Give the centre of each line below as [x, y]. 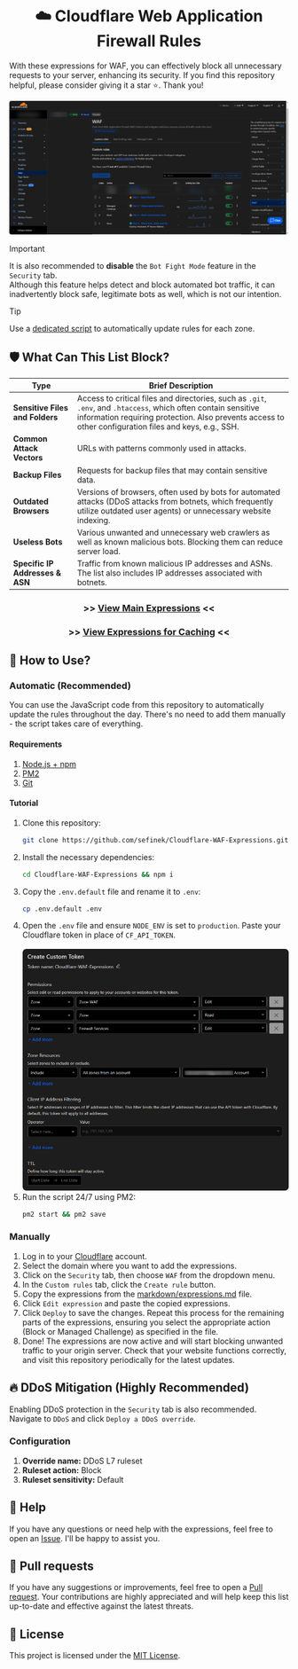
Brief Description [181, 385]
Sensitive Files [41, 408]
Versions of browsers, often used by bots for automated [179, 491]
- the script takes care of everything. [76, 724]
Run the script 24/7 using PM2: [78, 1196]
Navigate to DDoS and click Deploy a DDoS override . [103, 1418]
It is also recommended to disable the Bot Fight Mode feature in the [133, 265]
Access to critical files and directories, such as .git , [172, 398]
